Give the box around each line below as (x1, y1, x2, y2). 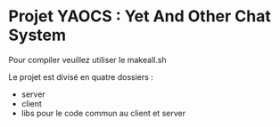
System (8, 25, 67, 45)
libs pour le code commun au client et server (21, 107, 186, 118)
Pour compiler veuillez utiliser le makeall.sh (8, 54, 167, 65)
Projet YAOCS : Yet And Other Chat (8, 6, 271, 27)
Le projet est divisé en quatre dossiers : (8, 71, 153, 82)
